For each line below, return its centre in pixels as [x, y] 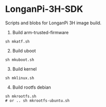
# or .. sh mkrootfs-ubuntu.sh [37, 101]
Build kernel [25, 69]
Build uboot [24, 51]
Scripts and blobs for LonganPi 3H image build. [53, 23]
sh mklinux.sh [20, 78]
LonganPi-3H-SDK [44, 9]
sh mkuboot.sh [20, 60]
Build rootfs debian [31, 87]
